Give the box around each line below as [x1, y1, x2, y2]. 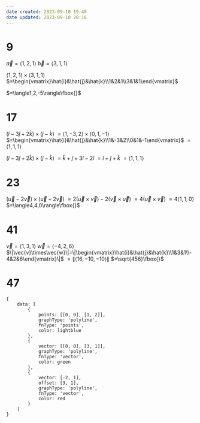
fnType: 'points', [38, 322, 84, 328]
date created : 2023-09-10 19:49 [6, 8, 87, 15]
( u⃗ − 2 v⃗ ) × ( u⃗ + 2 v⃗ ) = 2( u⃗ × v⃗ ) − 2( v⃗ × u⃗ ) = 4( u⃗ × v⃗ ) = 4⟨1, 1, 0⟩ [6, 195, 195, 203]
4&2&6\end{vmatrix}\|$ [6, 255, 64, 262]
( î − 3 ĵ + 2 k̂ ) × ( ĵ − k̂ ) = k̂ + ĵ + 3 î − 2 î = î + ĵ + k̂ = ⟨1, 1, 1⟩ [6, 155, 144, 162]
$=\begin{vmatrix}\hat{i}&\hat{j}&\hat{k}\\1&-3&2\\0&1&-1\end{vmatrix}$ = [6, 137, 191, 144]
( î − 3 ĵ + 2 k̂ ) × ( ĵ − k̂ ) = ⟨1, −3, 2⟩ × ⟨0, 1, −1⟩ [6, 130, 110, 138]
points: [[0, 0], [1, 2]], [38, 312, 106, 318]
